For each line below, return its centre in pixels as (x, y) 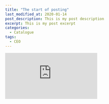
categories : (17, 28)
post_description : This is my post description (55, 19)
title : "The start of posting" (37, 10)
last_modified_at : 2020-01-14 (36, 14)
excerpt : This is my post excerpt (41, 23)
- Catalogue (22, 32)
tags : (11, 37)
